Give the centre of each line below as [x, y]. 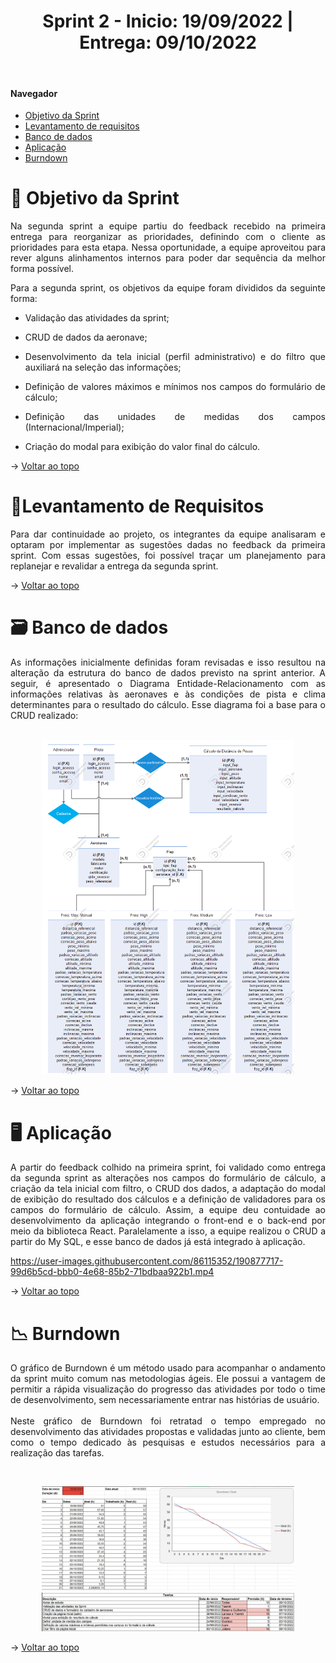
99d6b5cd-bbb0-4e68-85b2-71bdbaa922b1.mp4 [112, 1272]
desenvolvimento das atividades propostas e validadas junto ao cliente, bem [168, 1432]
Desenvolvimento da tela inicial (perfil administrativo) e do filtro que [175, 357]
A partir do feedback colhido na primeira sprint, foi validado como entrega [168, 1167]
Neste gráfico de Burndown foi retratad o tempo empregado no [168, 1421]
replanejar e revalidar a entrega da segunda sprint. [114, 566]
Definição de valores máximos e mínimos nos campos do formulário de [175, 387]
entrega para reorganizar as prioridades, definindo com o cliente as [168, 237]
